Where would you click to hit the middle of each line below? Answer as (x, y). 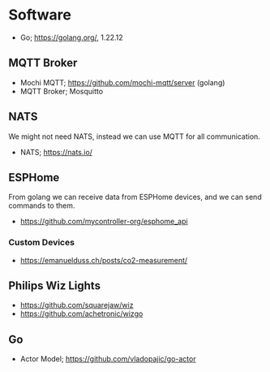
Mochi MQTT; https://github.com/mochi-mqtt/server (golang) (122, 82)
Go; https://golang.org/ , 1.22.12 (71, 37)
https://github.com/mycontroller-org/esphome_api (104, 222)
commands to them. (42, 205)
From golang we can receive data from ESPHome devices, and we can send (135, 197)
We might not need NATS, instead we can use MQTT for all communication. (135, 136)
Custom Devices (42, 243)
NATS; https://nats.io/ (56, 152)
